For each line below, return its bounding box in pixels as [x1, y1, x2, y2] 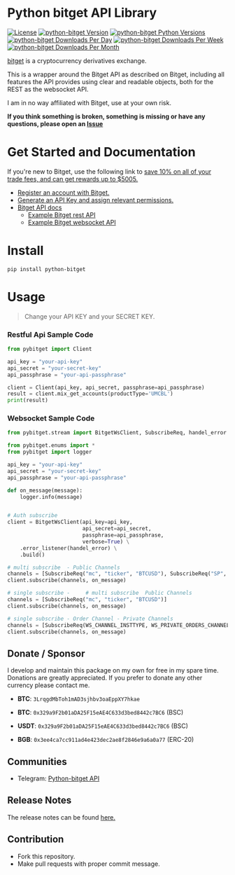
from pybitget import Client [7, 345, 92, 353]
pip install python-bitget [7, 266, 86, 273]
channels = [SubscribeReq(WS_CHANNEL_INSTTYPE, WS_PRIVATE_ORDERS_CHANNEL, [7, 621, 233, 628]
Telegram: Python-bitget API [17, 774, 100, 783]
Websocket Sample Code [7, 413, 95, 423]
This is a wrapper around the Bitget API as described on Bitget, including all [7, 70, 225, 78]
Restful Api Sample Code [7, 329, 94, 339]
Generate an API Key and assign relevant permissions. [17, 195, 173, 204]
